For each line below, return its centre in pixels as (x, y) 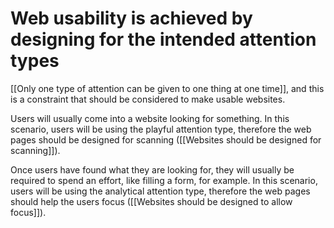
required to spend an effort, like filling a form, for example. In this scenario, (164, 180)
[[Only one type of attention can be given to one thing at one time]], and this (167, 88)
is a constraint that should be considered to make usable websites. (148, 99)
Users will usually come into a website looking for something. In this (150, 118)
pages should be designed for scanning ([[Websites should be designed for (166, 139)
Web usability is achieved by (131, 18)
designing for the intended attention (163, 39)
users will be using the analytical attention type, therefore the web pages (160, 191)
